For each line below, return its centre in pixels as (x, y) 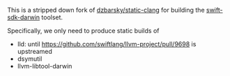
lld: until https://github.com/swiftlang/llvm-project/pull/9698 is (107, 44)
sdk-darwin (24, 17)
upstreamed (34, 51)
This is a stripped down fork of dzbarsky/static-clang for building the (106, 10)
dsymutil (30, 59)
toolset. (52, 17)
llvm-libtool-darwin (45, 66)
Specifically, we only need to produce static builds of (83, 31)
